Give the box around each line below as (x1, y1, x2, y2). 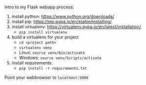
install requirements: (11, 60, 53, 66)
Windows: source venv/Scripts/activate (19, 55, 102, 60)
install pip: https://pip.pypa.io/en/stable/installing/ (11, 19, 112, 24)
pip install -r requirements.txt (19, 66, 87, 71)
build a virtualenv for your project (11, 34, 79, 40)
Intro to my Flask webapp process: (4, 4, 74, 10)
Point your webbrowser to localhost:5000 (4, 75, 88, 80)
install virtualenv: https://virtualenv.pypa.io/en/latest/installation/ (11, 24, 141, 30)
